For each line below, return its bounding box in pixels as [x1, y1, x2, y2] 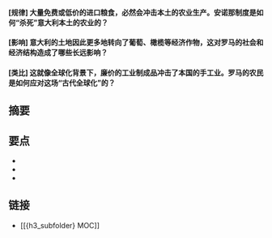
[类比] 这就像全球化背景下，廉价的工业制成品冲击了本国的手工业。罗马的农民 [8, 67, 264, 77]
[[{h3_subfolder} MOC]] [19, 220, 100, 230]
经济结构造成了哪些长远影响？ [8, 48, 108, 57]
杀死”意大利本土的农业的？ [19, 17, 109, 28]
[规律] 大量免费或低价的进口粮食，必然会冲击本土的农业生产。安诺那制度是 [8, 7, 257, 17]
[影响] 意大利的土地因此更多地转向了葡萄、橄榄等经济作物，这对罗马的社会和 [8, 37, 264, 48]
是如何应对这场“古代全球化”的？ [8, 78, 116, 87]
